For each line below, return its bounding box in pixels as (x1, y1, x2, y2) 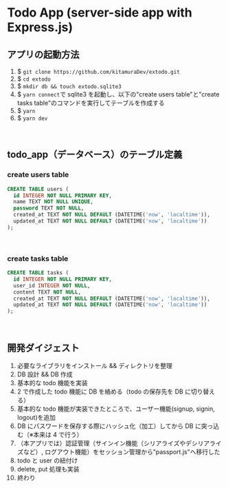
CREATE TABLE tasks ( (7, 270, 69, 276)
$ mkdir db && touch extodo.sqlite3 (16, 82, 122, 90)
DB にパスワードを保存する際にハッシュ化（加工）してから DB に (16, 422, 201, 430)
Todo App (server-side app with (7, 5, 192, 21)
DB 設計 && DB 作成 (16, 370, 73, 378)
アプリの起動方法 (7, 48, 80, 60)
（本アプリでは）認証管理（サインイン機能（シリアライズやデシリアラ (16, 439, 216, 447)
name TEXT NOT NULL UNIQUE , (13, 199, 94, 205)
